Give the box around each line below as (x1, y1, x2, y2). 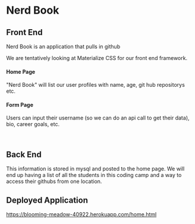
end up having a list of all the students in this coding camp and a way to (6, 172, 182, 179)
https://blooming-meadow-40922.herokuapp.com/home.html (6, 211, 157, 218)
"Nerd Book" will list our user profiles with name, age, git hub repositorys (6, 81, 185, 89)
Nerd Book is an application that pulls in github (6, 43, 121, 50)
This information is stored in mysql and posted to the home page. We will (6, 165, 185, 172)
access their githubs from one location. (6, 178, 102, 185)
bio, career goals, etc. (6, 121, 60, 128)
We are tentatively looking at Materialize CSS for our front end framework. (6, 55, 188, 61)
